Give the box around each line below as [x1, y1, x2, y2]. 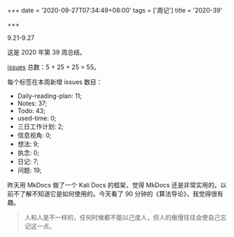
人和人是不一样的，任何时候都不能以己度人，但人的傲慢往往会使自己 [24, 213, 221, 222]
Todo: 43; [17, 107, 45, 115]
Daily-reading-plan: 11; [17, 92, 82, 100]
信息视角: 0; [17, 131, 52, 139]
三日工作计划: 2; [17, 122, 64, 131]
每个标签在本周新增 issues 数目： [7, 78, 103, 86]
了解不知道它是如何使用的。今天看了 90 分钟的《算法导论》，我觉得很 [19, 189, 218, 198]
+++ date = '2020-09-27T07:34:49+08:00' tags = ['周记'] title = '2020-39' [7, 6, 223, 14]
